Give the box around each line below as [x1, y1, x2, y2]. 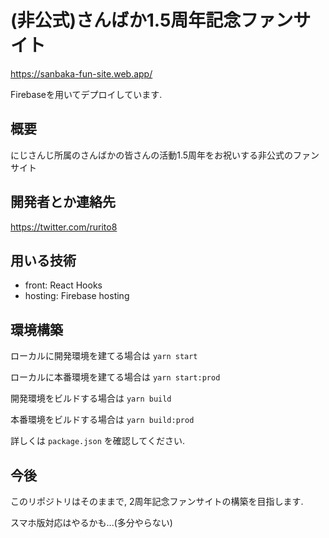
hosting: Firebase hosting [24, 290, 130, 302]
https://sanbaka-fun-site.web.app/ [10, 67, 153, 80]
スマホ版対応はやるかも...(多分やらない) [10, 517, 173, 528]
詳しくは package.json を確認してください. [10, 435, 185, 447]
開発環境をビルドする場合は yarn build [10, 392, 172, 405]
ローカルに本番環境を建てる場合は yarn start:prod [10, 371, 221, 383]
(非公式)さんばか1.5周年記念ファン [10, 9, 294, 32]
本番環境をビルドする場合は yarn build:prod [10, 414, 195, 426]
